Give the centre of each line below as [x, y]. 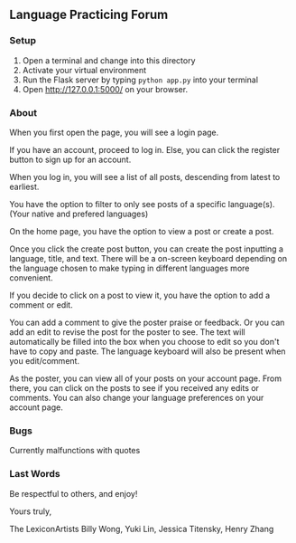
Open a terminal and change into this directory [109, 60]
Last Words [35, 474]
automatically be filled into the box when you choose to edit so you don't [144, 341]
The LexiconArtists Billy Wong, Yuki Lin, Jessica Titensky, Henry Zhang [142, 529]
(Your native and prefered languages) [79, 214]
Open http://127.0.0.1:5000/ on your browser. [105, 89]
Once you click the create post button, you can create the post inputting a [147, 249]
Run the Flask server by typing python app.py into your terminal [140, 80]
